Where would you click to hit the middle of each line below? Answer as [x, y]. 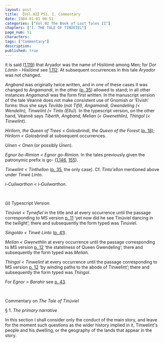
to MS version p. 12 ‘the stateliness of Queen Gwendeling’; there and [74, 247]
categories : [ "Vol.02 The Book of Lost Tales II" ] [58, 23]
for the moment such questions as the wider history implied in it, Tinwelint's [82, 325]
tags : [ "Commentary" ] [27, 42]
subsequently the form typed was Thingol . [48, 272]
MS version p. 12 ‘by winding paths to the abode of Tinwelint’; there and [77, 267]
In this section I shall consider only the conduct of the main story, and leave [81, 319]
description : [18, 46]
